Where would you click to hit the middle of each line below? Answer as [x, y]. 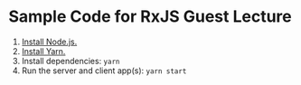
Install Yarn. [43, 51]
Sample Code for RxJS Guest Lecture [150, 17]
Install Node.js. [49, 42]
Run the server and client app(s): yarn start [104, 71]
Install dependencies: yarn [71, 61]
